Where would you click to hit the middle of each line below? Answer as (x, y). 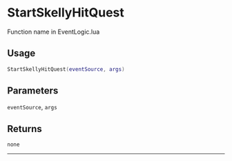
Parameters (33, 91)
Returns (25, 129)
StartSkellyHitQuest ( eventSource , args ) (66, 69)
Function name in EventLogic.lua (54, 32)
